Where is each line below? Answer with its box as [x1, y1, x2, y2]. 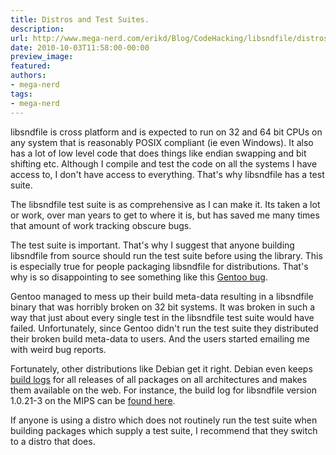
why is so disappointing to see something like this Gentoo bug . [10, 271, 269, 283]
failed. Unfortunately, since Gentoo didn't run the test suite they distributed [10, 322, 319, 334]
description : [10, 24, 65, 34]
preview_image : [10, 52, 74, 62]
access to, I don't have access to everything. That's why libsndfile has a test [10, 168, 325, 180]
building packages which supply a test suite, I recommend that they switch [10, 424, 318, 436]
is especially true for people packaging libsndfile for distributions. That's [10, 260, 309, 272]
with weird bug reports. [10, 343, 107, 355]
